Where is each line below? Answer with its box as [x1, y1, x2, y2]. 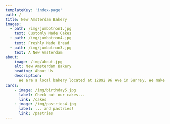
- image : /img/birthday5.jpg [14, 87, 76, 93]
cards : [5, 82, 19, 88]
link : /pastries [18, 111, 53, 116]
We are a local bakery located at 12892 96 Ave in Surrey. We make [18, 78, 165, 83]
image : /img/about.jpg [14, 59, 63, 64]
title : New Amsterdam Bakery [5, 17, 67, 22]
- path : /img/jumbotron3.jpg [10, 45, 72, 50]
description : [14, 73, 42, 78]
